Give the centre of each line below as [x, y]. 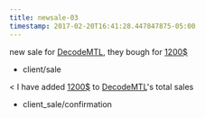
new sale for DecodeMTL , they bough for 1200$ [98, 51]
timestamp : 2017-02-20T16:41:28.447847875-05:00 [102, 26]
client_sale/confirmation [67, 104]
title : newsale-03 [44, 18]
